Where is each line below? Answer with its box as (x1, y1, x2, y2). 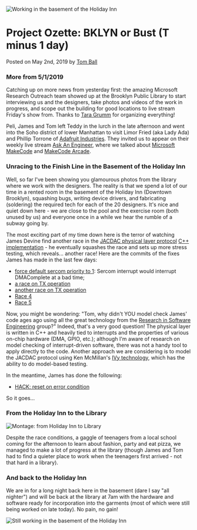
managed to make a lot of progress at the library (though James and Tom (6, 446, 183, 453)
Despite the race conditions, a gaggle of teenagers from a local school (6, 433, 177, 441)
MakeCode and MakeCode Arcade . (6, 148, 91, 155)
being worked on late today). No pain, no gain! (6, 506, 119, 513)
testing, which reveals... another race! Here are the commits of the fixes (6, 250, 180, 257)
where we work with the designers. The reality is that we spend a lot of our (6, 182, 188, 189)
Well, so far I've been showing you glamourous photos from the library (6, 175, 177, 183)
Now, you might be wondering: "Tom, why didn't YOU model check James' (6, 310, 187, 317)
